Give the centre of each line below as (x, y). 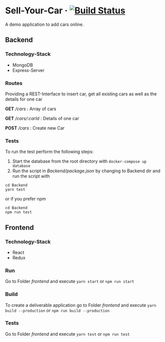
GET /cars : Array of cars (31, 109)
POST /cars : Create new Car (35, 128)
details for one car (24, 99)
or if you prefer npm (26, 199)
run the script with (31, 176)
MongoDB (23, 65)
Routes (14, 83)
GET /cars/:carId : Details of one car (42, 118)
